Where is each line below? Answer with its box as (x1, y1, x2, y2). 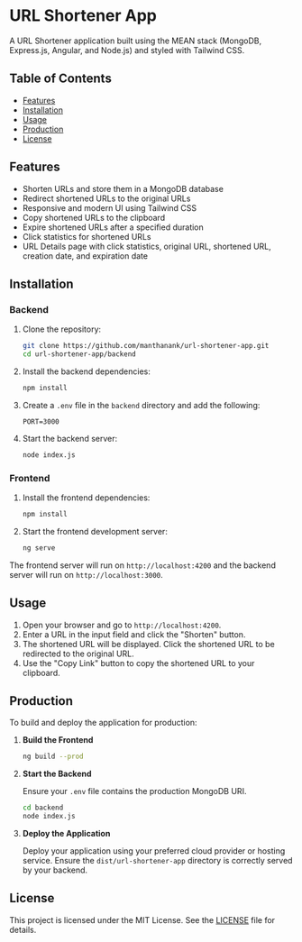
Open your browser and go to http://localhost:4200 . (22, 619, 222, 630)
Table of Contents (9, 71, 113, 87)
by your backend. (22, 864, 88, 875)
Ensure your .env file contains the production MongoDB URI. (22, 786, 247, 797)
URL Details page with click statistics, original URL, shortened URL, (22, 241, 272, 252)
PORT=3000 (22, 416, 60, 426)
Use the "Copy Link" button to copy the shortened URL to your (22, 657, 255, 668)
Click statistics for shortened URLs (22, 231, 151, 242)
